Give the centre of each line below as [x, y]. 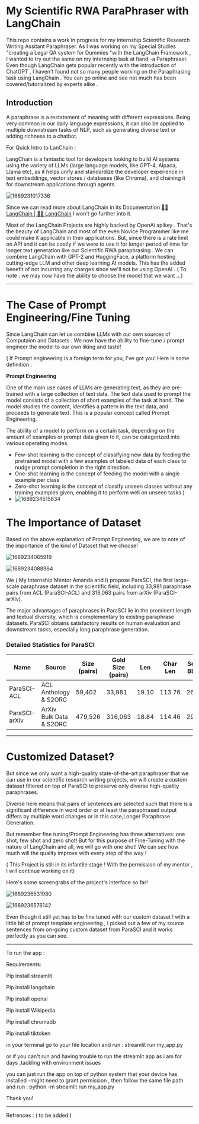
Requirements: [24, 964]
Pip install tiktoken [28, 1033]
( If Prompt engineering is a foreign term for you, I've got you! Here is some [98, 358]
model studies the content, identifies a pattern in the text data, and [87, 406]
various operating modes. [38, 443]
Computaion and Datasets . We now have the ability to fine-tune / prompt [95, 340]
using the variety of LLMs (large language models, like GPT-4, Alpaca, [92, 165]
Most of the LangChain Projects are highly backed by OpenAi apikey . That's [99, 225]
